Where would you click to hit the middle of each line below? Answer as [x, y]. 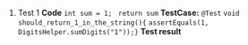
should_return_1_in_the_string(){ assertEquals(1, [113, 23]
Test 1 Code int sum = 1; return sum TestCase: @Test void [128, 13]
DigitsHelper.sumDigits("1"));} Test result [99, 31]
